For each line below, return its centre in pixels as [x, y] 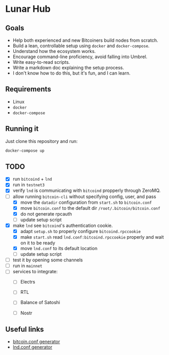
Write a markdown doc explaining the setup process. [68, 68]
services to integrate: [35, 272]
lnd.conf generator [33, 347]
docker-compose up [25, 150]
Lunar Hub [28, 9]
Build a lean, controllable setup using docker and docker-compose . [81, 46]
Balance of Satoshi [40, 303]
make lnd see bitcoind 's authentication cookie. [63, 225]
